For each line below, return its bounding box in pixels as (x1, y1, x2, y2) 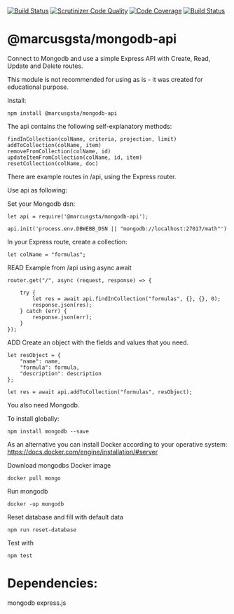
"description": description (20, 370, 102, 377)
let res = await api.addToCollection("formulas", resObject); (7, 389, 193, 396)
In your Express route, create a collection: (7, 237, 128, 246)
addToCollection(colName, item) (7, 141, 102, 148)
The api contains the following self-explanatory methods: (7, 122, 172, 130)
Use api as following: (7, 186, 68, 194)
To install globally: (7, 414, 60, 423)
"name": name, (20, 358, 61, 365)
